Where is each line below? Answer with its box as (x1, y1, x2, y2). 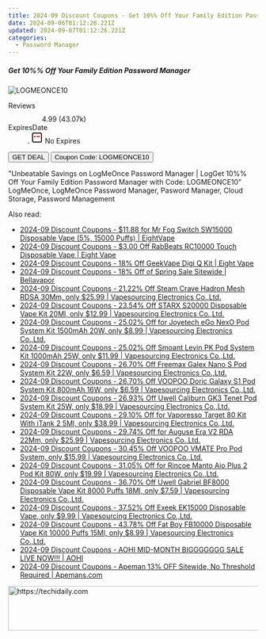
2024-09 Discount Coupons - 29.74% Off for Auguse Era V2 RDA (19, 427, 234, 437)
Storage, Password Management (8, 194, 116, 204)
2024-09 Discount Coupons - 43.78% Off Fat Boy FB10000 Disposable (19, 520, 252, 530)
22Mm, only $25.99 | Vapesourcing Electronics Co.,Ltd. (19, 435, 201, 445)
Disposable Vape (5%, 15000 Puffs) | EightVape (19, 233, 176, 243)
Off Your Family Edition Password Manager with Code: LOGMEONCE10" (8, 178, 242, 187)
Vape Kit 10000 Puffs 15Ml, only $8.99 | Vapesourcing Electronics (19, 528, 234, 538)
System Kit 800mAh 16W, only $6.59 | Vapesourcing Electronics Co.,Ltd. (19, 385, 256, 395)
